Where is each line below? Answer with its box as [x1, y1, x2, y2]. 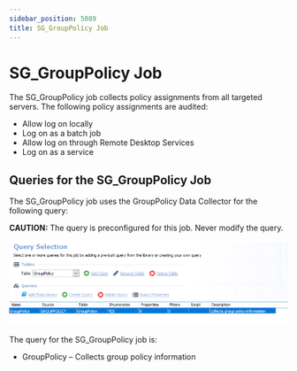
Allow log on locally [21, 119, 94, 129]
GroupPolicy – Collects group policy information [21, 352, 196, 362]
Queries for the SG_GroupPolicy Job [9, 173, 212, 188]
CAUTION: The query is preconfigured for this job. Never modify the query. [9, 222, 284, 234]
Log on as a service [21, 147, 95, 158]
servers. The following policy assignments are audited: [9, 102, 209, 112]
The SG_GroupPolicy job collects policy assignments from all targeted [9, 92, 263, 103]
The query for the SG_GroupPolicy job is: [9, 335, 157, 345]
